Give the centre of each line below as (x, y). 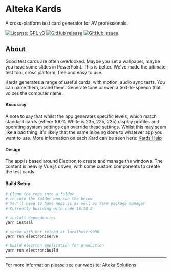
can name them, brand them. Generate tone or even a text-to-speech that (83, 87)
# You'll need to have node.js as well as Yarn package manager (75, 204)
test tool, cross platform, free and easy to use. (54, 72)
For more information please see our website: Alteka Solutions (71, 265)
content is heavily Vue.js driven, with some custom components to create (83, 166)
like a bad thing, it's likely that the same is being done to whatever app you (84, 132)
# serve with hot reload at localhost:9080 (52, 232)
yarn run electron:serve (32, 236)
